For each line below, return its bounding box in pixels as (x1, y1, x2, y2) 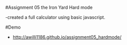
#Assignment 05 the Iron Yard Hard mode (5, 5, 93, 10)
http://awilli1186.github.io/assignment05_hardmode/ (12, 34, 122, 40)
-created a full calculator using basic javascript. (5, 14, 106, 20)
